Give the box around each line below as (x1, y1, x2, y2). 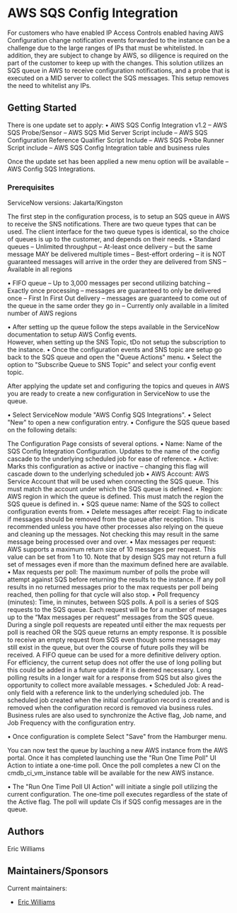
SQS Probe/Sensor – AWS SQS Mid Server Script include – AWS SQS (7, 128, 208, 136)
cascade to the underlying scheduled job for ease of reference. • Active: (7, 454, 219, 463)
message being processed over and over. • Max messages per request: (7, 537, 216, 546)
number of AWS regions (7, 309, 78, 317)
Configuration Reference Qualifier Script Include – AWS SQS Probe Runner (7, 136, 224, 144)
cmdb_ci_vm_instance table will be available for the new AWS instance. (7, 769, 214, 777)
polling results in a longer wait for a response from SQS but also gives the (7, 673, 222, 682)
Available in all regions (7, 265, 73, 274)
